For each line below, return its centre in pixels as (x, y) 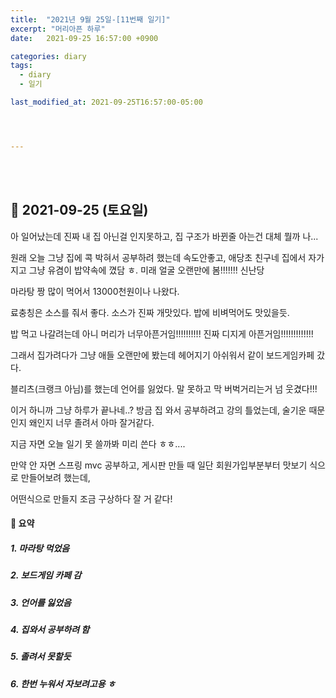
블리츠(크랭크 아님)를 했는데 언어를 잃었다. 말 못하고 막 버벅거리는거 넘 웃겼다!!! (164, 388)
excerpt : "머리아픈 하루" (58, 29)
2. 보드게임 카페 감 (46, 575)
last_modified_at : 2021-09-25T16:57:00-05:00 (106, 102)
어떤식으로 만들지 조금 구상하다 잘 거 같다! (91, 498)
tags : (21, 66)
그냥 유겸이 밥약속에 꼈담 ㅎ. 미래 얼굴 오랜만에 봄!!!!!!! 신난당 (146, 270)
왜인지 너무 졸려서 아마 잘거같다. (91, 422)
